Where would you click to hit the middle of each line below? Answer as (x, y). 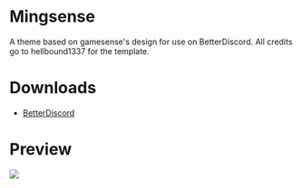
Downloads (53, 88)
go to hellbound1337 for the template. (79, 51)
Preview (41, 150)
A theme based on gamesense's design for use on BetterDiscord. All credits (151, 42)
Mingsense (52, 17)
